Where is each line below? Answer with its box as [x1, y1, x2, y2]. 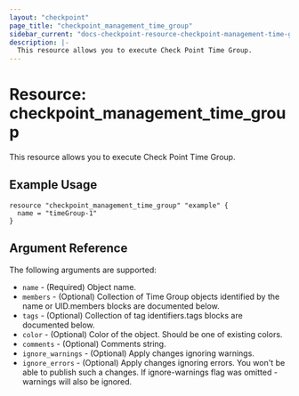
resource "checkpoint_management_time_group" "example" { [9, 201, 229, 210]
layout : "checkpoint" [9, 12, 90, 22]
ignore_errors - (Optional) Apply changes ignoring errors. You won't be [21, 357, 286, 368]
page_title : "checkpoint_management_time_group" [9, 21, 193, 30]
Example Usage [9, 177, 98, 192]
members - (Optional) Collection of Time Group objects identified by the [21, 291, 280, 302]
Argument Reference [9, 241, 128, 256]
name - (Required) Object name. [21, 281, 136, 292]
